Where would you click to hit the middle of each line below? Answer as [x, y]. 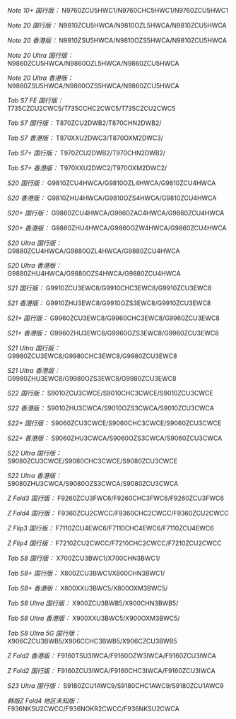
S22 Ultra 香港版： [35, 476]
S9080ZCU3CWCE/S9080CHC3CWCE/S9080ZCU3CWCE [93, 461]
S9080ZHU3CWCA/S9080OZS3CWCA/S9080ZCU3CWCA [93, 483]
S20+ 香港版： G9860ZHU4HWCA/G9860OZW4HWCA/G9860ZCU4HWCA [117, 228]
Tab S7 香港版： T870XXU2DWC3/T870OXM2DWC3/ [85, 138]
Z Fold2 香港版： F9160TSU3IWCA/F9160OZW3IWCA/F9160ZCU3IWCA [112, 656]
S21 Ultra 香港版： [34, 370]
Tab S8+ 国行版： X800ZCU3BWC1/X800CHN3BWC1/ [86, 573]
